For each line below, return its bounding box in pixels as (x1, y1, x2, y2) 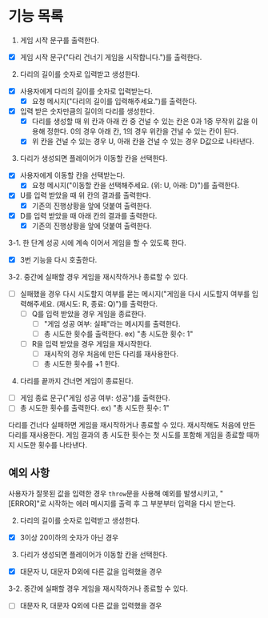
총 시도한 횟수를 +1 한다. (43, 359, 120, 369)
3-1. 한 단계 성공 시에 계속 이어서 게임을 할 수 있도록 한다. (8, 238, 186, 247)
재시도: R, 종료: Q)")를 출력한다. (58, 299, 158, 308)
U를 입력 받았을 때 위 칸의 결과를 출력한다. (19, 191, 151, 200)
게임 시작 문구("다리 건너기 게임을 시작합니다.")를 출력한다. (19, 52, 202, 62)
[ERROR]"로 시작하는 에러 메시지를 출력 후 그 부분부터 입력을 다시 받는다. (8, 499, 236, 508)
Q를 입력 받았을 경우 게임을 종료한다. (31, 309, 146, 319)
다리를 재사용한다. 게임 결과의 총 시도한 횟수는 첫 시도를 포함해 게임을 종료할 (8, 430, 246, 440)
